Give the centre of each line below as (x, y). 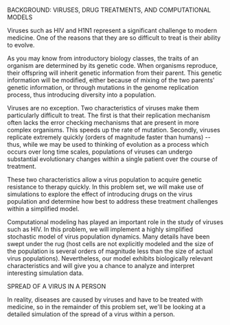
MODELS (20, 17)
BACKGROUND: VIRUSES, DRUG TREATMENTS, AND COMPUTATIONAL (109, 10)
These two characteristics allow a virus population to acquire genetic (105, 180)
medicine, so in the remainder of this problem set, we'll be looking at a (106, 307)
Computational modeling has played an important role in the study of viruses (115, 222)
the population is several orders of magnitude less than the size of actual (110, 251)
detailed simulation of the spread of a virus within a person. (91, 314)
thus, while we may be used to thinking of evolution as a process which (108, 144)
